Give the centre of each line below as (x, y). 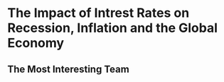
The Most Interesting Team (68, 69)
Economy (36, 43)
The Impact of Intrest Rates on (98, 13)
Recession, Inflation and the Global (113, 28)
